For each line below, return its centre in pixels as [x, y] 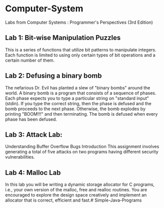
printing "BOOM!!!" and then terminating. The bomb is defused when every [82, 114]
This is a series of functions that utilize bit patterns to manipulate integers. [81, 49]
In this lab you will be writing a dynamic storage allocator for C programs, [80, 185]
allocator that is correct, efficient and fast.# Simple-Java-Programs [74, 200]
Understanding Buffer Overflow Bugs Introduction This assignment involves [82, 147]
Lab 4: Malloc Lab [33, 173]
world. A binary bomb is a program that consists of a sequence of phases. [81, 93]
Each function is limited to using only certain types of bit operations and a [80, 55]
